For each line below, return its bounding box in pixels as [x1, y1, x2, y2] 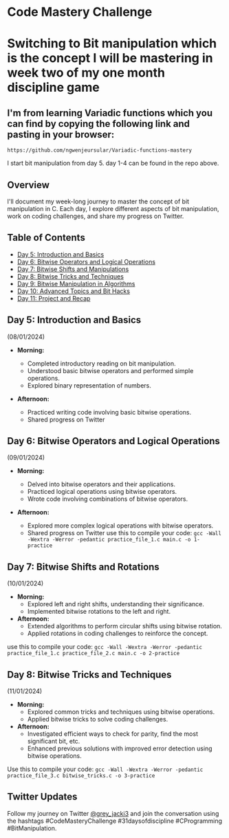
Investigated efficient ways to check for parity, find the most [27, 730, 198, 738]
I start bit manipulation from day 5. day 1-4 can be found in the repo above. [7, 159, 219, 168]
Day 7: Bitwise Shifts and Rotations [7, 561, 160, 572]
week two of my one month [7, 65, 166, 81]
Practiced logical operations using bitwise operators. [27, 488, 177, 496]
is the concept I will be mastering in [7, 50, 213, 66]
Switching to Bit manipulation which [7, 36, 217, 52]
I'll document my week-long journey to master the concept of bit [7, 197, 190, 206]
